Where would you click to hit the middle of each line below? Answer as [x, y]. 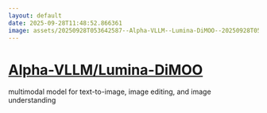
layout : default [35, 16]
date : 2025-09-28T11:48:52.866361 [66, 23]
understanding [32, 100]
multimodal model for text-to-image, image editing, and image [110, 92]
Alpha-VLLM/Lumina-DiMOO [106, 70]
